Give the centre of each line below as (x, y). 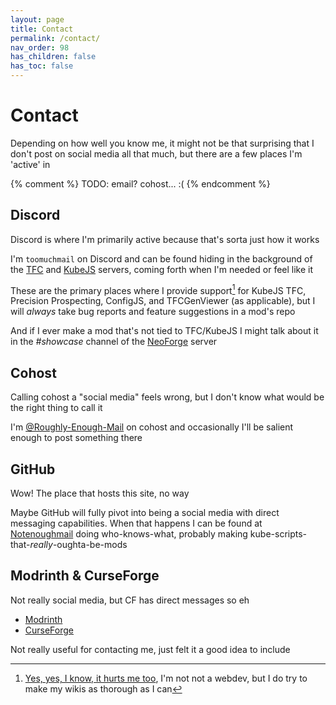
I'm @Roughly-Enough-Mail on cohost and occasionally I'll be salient (152, 427)
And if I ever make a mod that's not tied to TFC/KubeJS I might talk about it (164, 331)
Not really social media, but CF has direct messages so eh (130, 600)
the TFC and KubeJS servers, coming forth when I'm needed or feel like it (162, 269)
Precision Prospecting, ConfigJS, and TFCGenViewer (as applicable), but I (163, 301)
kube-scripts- (278, 534)
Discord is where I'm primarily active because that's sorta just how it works (165, 239)
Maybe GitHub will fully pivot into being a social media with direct (145, 513)
